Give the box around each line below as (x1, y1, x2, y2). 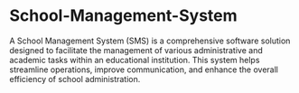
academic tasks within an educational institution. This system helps (9, 54, 260, 65)
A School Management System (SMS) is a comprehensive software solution (9, 35, 291, 46)
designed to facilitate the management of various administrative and (9, 44, 264, 55)
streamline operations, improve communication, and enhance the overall (9, 64, 278, 75)
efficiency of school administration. (9, 73, 141, 84)
